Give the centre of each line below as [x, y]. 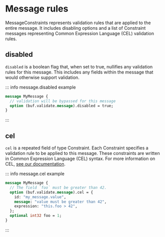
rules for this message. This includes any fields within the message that [79, 72]
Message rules [37, 9]
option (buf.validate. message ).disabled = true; [62, 106]
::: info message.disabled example [41, 87]
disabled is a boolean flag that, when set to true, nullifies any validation [79, 66]
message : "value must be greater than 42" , [61, 202]
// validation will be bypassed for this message [63, 101]
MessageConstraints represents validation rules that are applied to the [78, 23]
